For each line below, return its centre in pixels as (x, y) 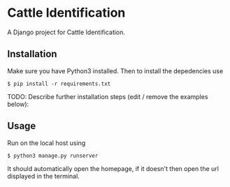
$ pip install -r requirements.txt (59, 84)
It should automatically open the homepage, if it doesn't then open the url (113, 168)
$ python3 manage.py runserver (53, 156)
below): (18, 104)
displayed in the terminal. (44, 176)
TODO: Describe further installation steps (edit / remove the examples (108, 96)
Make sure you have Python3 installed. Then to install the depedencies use (115, 70)
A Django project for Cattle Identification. (66, 32)
